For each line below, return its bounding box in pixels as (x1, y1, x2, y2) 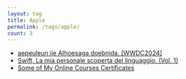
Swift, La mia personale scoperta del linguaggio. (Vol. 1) (17, 57, 179, 65)
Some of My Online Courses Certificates (17, 64, 135, 72)
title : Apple (7, 17, 46, 24)
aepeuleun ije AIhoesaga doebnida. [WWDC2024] (17, 49, 163, 57)
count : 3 (7, 29, 33, 37)
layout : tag (7, 10, 42, 17)
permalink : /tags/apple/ (7, 23, 80, 30)
